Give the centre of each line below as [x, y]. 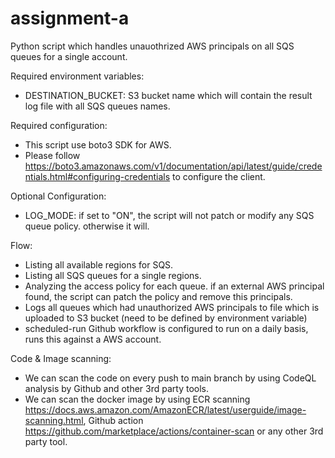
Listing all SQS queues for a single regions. [113, 275]
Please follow [52, 155]
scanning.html [54, 420]
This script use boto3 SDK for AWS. [98, 144]
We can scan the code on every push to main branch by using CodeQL [170, 378]
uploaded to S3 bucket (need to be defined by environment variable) [166, 318]
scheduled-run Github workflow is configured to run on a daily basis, [166, 328]
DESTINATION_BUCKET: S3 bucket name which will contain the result [168, 95]
